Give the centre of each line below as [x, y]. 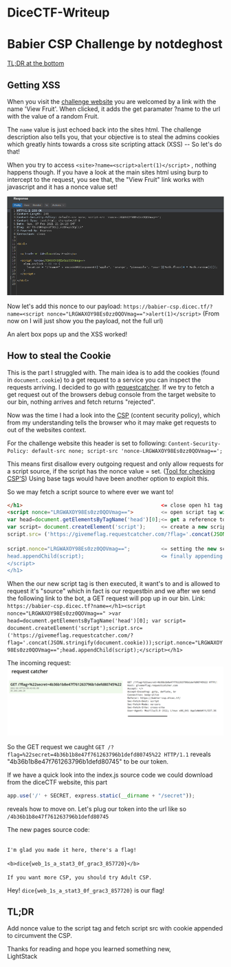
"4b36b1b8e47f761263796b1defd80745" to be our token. [88, 761]
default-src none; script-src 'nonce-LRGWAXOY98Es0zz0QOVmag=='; [128, 451]
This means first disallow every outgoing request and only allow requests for [115, 464]
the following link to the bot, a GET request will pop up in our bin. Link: [107, 598]
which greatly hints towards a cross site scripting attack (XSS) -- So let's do [114, 144]
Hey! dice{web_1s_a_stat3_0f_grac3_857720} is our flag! [86, 890]
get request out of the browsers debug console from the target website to [112, 394]
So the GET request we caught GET [56, 746]
